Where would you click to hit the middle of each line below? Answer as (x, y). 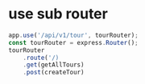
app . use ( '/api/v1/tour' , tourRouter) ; (73, 35)
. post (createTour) (54, 73)
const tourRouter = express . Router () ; (73, 42)
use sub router (58, 14)
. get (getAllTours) (54, 65)
